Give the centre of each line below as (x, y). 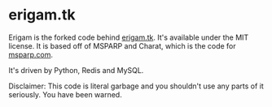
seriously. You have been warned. (65, 94)
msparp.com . (31, 54)
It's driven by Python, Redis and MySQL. (76, 70)
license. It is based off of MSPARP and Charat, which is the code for (122, 45)
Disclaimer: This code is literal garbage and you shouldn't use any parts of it (136, 86)
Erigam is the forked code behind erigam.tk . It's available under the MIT (129, 37)
